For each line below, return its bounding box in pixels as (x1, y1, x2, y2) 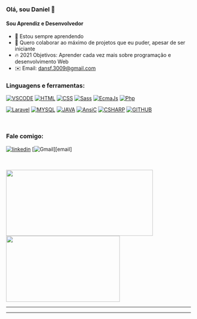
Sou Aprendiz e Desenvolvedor (6, 20, 84, 27)
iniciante (14, 45, 35, 52)
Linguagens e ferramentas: (6, 82, 85, 90)
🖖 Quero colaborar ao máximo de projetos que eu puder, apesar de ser (14, 39, 186, 46)
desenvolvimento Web (14, 58, 69, 65)
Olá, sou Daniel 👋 (6, 5, 56, 13)
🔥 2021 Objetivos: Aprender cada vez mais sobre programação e (14, 52, 171, 59)
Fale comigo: (6, 132, 44, 140)
